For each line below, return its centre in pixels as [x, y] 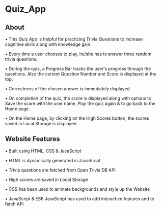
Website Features [33, 139]
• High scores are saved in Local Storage [47, 179]
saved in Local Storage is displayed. [41, 123]
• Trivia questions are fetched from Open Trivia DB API [60, 170]
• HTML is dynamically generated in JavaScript [53, 160]
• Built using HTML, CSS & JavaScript [43, 151]
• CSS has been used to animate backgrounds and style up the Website [78, 189]
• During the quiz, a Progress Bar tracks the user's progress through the [78, 69]
